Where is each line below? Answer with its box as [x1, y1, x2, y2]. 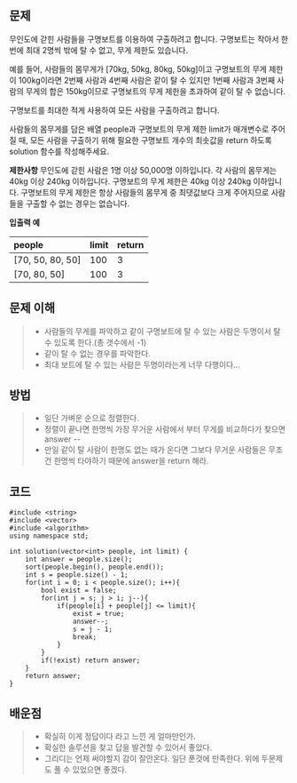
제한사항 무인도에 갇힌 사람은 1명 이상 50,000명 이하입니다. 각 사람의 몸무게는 [9, 164, 277, 175]
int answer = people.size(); [25, 555, 133, 564]
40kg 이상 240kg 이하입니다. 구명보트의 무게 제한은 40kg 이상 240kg [9, 176, 252, 187]
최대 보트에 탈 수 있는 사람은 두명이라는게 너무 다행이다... [43, 359, 241, 370]
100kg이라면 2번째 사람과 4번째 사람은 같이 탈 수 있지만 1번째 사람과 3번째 [18, 75, 276, 85]
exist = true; [72, 610, 125, 619]
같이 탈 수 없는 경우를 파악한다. [43, 348, 151, 358]
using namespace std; [9, 531, 90, 540]
